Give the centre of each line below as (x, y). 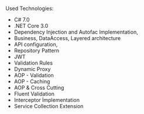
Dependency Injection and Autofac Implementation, (76, 32)
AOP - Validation (34, 75)
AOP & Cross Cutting (39, 88)
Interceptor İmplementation (47, 100)
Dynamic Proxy (32, 69)
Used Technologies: (30, 8)
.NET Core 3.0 (31, 26)
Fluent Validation (34, 94)
